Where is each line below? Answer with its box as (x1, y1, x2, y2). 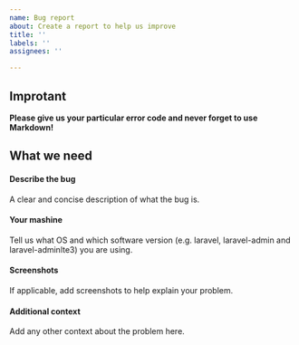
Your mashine (9, 215, 63, 225)
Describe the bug (9, 173, 76, 184)
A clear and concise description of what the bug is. (9, 194, 200, 205)
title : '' (9, 30, 47, 39)
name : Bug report (9, 13, 75, 23)
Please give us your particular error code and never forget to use (9, 112, 258, 123)
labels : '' (9, 38, 51, 48)
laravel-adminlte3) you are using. (9, 244, 133, 254)
